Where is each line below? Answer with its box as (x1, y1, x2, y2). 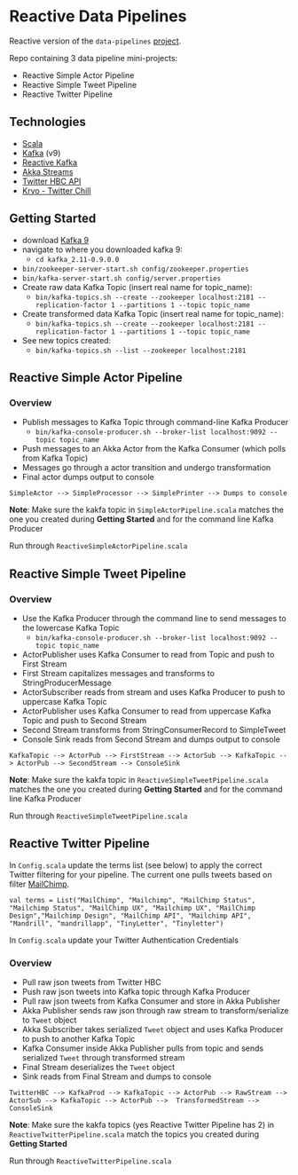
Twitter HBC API (21, 176, 82, 186)
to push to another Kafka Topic (21, 1034, 136, 1045)
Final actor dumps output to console (21, 472, 155, 483)
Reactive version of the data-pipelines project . (9, 35, 182, 46)
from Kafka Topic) (21, 453, 89, 463)
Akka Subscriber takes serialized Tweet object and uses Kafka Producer (21, 1024, 284, 1035)
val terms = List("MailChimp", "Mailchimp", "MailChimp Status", (9, 895, 255, 904)
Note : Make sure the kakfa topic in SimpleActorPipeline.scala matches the (9, 504, 284, 516)
